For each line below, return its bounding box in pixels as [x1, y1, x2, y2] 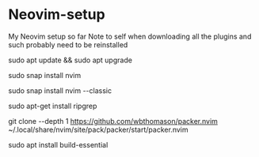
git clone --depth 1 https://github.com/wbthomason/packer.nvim [8, 116, 218, 125]
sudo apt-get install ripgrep [8, 101, 97, 110]
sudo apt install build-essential [8, 140, 109, 149]
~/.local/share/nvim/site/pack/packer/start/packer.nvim [8, 125, 189, 134]
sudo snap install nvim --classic [8, 85, 112, 95]
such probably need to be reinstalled [8, 39, 128, 49]
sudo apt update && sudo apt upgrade [8, 55, 133, 65]
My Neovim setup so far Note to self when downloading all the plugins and [8, 32, 252, 41]
